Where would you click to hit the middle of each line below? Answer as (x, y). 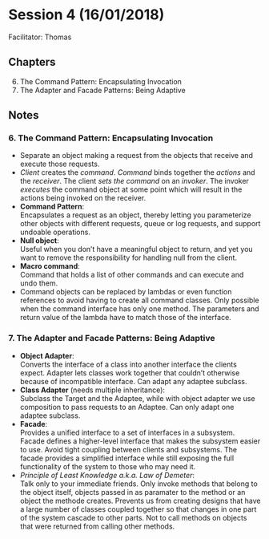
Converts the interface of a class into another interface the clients (128, 364)
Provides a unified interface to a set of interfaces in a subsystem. (127, 432)
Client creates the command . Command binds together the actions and (137, 172)
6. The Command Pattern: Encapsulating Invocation (111, 138)
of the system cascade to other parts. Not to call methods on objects (133, 517)
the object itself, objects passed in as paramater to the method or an (132, 492)
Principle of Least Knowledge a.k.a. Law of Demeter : (107, 475)
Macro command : (50, 266)
